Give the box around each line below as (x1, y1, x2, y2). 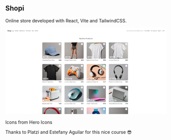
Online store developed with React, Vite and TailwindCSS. (5, 17, 127, 23)
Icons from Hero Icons (5, 119, 53, 125)
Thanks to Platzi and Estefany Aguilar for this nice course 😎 (5, 129, 132, 135)
